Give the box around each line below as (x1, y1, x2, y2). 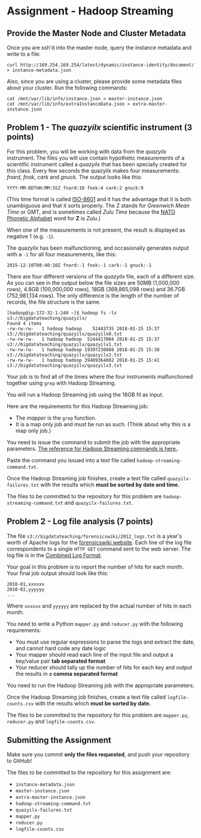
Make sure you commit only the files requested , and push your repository (7, 751, 190, 758)
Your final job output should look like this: (7, 569, 109, 577)
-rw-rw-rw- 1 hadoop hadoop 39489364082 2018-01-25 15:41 (7, 357, 160, 363)
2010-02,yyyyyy (7, 586, 45, 592)
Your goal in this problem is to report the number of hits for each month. (7, 563, 184, 570)
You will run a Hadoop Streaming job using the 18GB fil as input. (7, 391, 164, 398)
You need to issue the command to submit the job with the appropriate (7, 438, 181, 445)
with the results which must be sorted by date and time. (40, 481, 180, 488)
